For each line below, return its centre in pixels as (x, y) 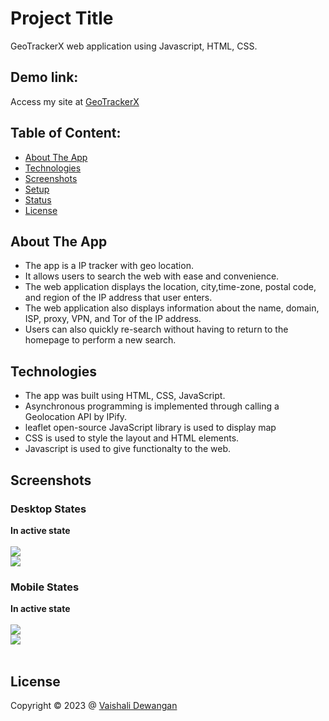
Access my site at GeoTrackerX (75, 101)
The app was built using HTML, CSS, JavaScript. (125, 396)
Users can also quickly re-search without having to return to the (156, 329)
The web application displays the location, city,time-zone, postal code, (170, 287)
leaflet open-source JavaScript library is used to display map (150, 428)
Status (38, 199)
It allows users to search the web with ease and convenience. (152, 276)
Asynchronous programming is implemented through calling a (152, 406)
